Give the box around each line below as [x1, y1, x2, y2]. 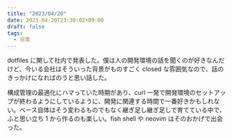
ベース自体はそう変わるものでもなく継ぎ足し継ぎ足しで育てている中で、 [19, 106, 226, 114]
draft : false [7, 23, 45, 30]
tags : [7, 29, 23, 37]
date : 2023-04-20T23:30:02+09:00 [7, 17, 104, 24]
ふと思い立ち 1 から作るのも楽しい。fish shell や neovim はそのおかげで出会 [7, 114, 224, 123]
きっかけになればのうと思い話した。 [7, 74, 111, 82]
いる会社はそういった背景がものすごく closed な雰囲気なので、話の [31, 65, 224, 73]
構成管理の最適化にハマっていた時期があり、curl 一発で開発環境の [7, 89, 196, 97]
